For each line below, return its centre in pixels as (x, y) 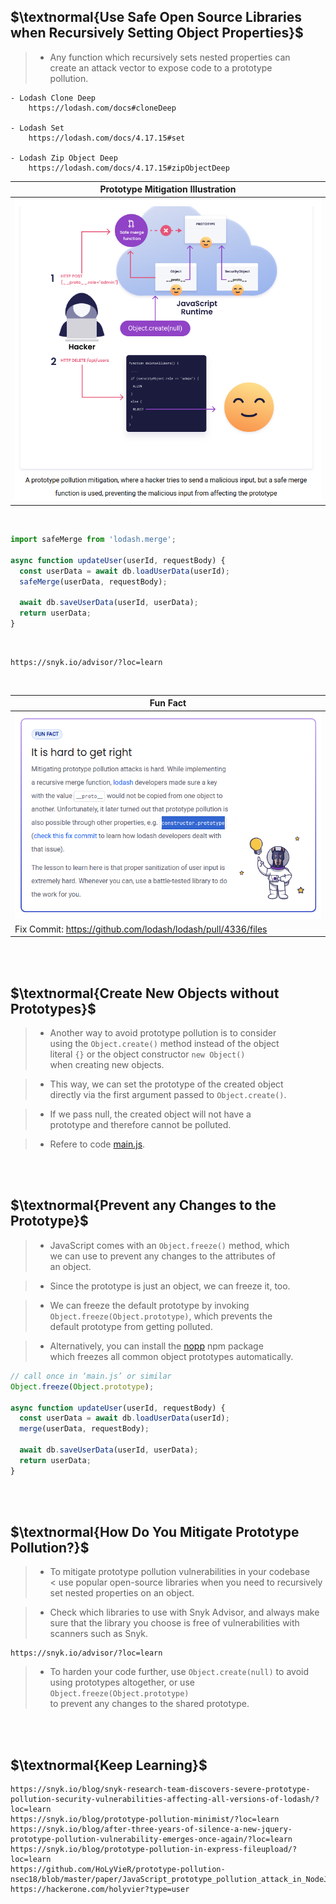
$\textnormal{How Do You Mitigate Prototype (155, 1532)
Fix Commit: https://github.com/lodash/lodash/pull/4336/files (141, 929)
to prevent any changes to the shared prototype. (149, 1704)
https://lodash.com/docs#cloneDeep (102, 108)
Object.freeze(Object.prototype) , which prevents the (161, 1316)
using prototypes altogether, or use (122, 1682)
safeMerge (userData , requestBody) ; (93, 581)
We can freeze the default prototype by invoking (149, 1305)
